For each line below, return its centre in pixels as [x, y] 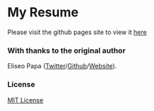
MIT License [26, 100]
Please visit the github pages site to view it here [77, 32]
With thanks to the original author [67, 51]
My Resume [43, 12]
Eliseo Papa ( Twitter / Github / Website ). [62, 66]
